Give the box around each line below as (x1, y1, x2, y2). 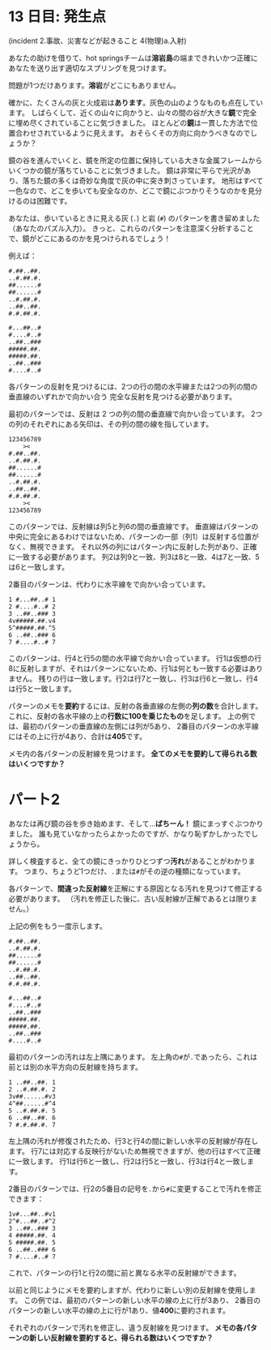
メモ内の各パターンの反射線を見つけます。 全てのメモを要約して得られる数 (8, 748, 257, 759)
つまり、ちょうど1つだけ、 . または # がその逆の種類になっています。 (23, 866, 245, 876)
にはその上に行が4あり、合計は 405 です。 (8, 731, 147, 741)
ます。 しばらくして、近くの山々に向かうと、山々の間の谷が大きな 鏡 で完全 (8, 107, 257, 118)
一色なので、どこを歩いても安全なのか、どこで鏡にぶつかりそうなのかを (8, 186, 248, 196)
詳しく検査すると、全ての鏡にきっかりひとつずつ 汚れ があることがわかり (8, 856, 248, 866)
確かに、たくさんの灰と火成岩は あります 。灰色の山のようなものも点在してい (8, 97, 264, 107)
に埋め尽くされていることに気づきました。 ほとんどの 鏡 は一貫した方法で (8, 118, 252, 127)
